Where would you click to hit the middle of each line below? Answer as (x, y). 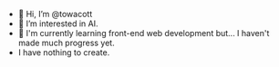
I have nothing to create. (64, 53)
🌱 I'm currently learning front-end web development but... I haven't (144, 33)
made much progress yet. (67, 43)
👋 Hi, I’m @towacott (55, 14)
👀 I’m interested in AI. (58, 24)
